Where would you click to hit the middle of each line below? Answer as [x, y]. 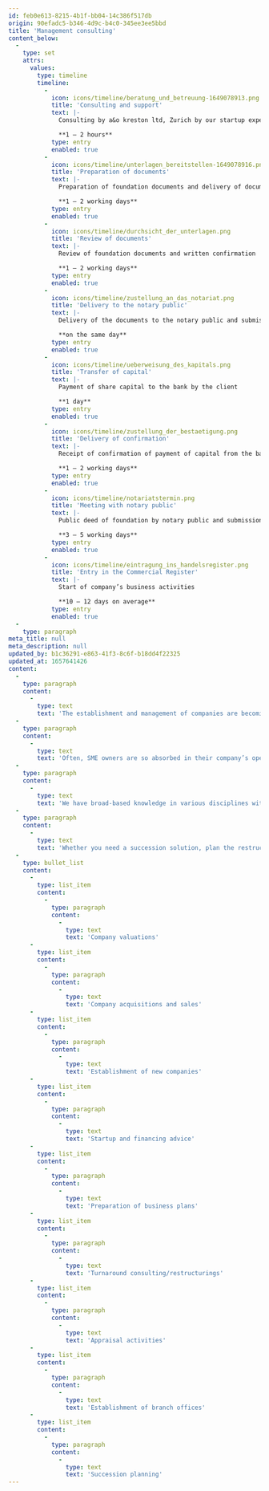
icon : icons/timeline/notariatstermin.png [123, 498]
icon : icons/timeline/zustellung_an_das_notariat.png [143, 298]
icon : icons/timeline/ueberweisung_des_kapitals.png [141, 365]
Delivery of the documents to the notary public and [149, 321]
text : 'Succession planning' [114, 1475]
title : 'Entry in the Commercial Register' [124, 572]
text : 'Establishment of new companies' [134, 1072]
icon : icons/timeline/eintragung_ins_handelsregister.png [150, 565]
